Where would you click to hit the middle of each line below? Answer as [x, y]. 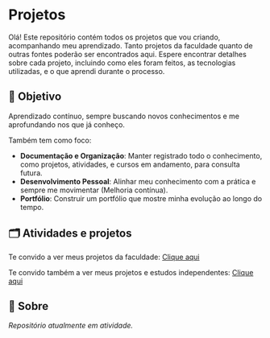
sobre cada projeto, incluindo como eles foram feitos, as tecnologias [122, 63]
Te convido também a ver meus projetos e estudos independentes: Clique [131, 272]
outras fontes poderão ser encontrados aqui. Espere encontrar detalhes [128, 54]
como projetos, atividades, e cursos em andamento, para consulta [130, 164]
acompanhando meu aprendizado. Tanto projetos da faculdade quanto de [131, 45]
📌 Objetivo [35, 97]
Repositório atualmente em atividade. [71, 326]
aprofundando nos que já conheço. [66, 124]
